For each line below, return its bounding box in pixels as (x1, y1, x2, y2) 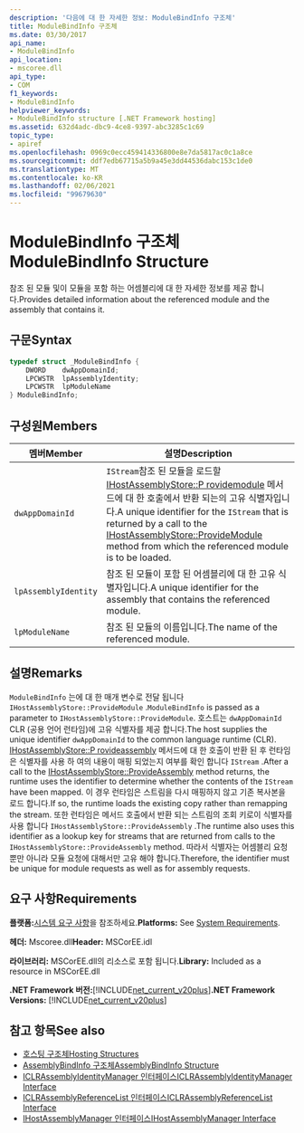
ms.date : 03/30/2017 (9, 30, 88, 39)
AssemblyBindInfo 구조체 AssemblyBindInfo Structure (22, 1060, 220, 1071)
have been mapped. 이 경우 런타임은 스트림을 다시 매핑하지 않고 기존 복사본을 (9, 786, 287, 797)
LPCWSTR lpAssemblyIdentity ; (25, 374, 140, 383)
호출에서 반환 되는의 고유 (147, 491, 246, 504)
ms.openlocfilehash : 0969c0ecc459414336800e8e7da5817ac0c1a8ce (9, 148, 253, 157)
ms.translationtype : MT (9, 165, 100, 174)
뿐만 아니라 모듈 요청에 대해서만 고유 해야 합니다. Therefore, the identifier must (9, 852, 290, 863)
